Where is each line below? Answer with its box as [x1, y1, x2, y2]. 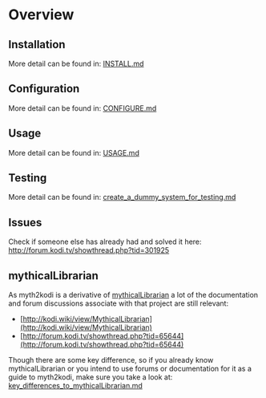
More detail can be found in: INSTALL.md [8, 59, 144, 68]
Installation [8, 38, 66, 51]
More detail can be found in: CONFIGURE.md [8, 103, 157, 113]
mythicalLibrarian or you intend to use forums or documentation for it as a [8, 363, 252, 374]
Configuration [8, 82, 80, 95]
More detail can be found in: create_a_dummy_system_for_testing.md [8, 193, 236, 202]
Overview [8, 6, 75, 24]
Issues [8, 215, 42, 229]
